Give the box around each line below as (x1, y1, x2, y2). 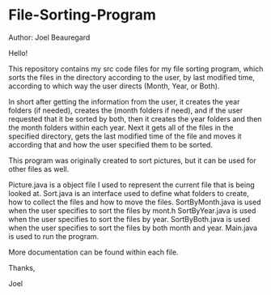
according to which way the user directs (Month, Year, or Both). (8, 81, 220, 91)
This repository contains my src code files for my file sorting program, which (8, 63, 264, 74)
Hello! (8, 48, 28, 58)
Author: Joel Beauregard (8, 32, 91, 42)
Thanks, (8, 263, 36, 272)
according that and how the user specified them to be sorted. (8, 139, 213, 149)
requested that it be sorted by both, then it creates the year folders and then (8, 113, 262, 123)
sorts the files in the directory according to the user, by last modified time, (8, 72, 255, 82)
